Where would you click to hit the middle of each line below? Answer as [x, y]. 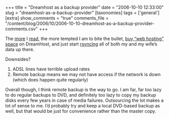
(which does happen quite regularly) [50, 80]
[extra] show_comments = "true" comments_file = [57, 18]
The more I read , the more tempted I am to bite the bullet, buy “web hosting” [84, 38]
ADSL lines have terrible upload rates [51, 69]
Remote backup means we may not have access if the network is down [87, 74]
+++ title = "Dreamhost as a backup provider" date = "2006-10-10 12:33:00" [84, 7]
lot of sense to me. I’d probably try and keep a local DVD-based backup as [83, 106]
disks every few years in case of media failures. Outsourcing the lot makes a [84, 100]
